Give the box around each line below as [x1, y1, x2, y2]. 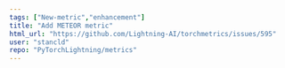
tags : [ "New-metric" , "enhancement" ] [9, 12, 145, 22]
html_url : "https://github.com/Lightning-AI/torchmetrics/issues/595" [9, 29, 277, 38]
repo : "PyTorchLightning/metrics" [9, 46, 138, 55]
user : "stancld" [9, 37, 69, 47]
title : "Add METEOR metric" [9, 21, 114, 30]
